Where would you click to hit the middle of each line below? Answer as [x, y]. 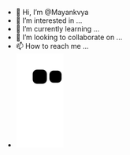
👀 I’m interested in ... [49, 20]
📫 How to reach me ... [52, 46]
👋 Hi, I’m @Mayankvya [52, 12]
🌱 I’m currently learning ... [58, 29]
